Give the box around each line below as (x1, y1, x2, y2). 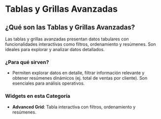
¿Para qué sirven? (5, 59, 49, 65)
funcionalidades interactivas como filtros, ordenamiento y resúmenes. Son (5, 41, 156, 47)
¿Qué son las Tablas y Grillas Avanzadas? (5, 23, 135, 31)
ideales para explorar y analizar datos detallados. (5, 47, 105, 52)
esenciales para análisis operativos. (12, 80, 85, 87)
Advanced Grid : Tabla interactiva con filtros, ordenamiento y (12, 104, 136, 110)
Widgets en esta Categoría (5, 92, 70, 99)
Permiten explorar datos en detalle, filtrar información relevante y (12, 70, 145, 76)
